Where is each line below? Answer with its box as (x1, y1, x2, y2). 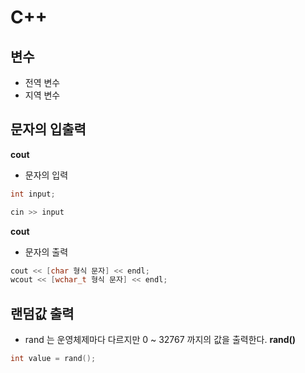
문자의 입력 (24, 169, 69, 181)
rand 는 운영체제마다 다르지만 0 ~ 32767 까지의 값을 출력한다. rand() (24, 334, 297, 346)
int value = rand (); (10, 354, 97, 364)
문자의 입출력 (10, 121, 87, 138)
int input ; (10, 189, 56, 199)
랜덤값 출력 (10, 305, 75, 322)
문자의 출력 (24, 246, 69, 258)
